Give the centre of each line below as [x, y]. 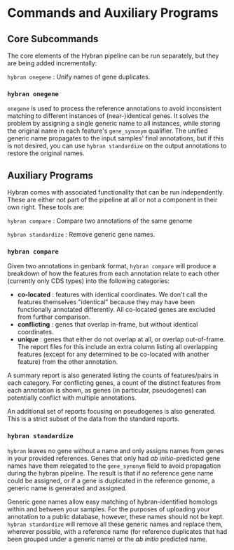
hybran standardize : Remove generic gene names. [81, 235]
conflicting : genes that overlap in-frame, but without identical [108, 325]
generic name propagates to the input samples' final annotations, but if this [116, 138]
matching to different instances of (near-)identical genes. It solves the [108, 116]
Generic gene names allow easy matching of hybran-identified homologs [112, 502]
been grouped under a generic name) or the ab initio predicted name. [108, 539]
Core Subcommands [53, 39]
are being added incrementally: [52, 63]
